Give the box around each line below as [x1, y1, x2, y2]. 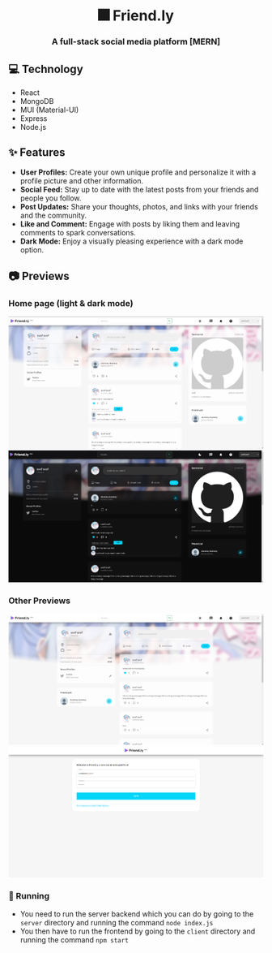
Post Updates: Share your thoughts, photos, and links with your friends [19, 201, 259, 211]
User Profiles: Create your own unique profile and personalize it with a [19, 167, 257, 177]
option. [19, 244, 45, 254]
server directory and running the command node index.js [19, 917, 214, 927]
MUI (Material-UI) [19, 105, 79, 114]
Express [19, 113, 48, 123]
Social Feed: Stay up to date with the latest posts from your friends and [19, 184, 259, 194]
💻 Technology [8, 62, 83, 75]
